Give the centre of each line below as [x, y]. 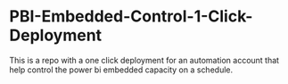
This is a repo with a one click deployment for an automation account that [144, 60]
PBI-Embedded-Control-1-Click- [131, 17]
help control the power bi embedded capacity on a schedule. [121, 70]
